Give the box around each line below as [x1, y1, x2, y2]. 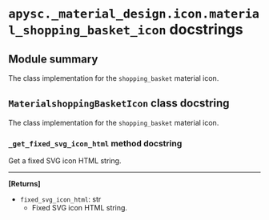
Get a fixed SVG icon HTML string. [8, 156, 122, 166]
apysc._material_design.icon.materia [8, 6, 260, 22]
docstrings [169, 21, 243, 38]
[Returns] [8, 179, 42, 189]
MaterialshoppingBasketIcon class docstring [8, 97, 230, 110]
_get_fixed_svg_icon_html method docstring [8, 138, 183, 149]
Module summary [8, 52, 98, 66]
